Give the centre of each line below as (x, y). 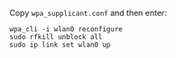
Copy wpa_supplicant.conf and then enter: (88, 13)
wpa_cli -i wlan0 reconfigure (66, 29)
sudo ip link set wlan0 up (60, 45)
